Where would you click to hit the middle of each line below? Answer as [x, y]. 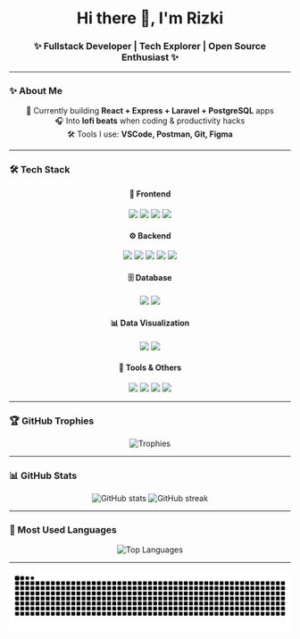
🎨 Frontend [150, 194]
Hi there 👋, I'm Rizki [150, 18]
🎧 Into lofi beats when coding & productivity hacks [150, 121]
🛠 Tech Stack [40, 169]
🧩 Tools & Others [150, 368]
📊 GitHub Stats [43, 475]
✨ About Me [36, 91]
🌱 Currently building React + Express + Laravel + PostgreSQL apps [150, 110]
